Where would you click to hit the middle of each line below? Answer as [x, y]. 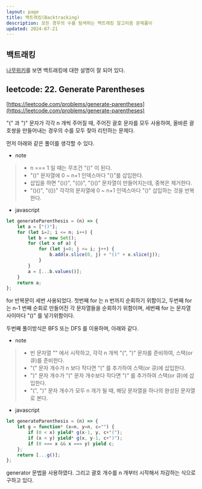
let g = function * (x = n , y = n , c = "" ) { [66, 427]
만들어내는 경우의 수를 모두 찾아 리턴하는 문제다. [78, 130]
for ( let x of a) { [52, 244]
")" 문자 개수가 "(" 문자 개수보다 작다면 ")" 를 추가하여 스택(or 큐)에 [109, 376]
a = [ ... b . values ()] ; [55, 271]
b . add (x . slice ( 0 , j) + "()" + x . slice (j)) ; [105, 255]
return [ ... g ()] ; [39, 455]
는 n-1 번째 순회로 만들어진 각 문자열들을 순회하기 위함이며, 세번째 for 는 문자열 [99, 308]
